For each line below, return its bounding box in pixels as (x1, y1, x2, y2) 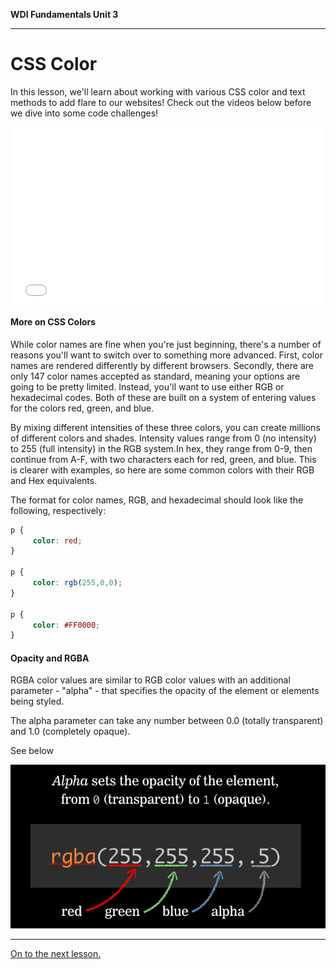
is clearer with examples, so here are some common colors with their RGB (10, 464, 315, 476)
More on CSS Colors (10, 316, 97, 328)
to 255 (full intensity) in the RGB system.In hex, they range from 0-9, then (10, 442, 313, 454)
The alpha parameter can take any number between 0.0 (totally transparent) (10, 715, 324, 727)
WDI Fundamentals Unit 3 (10, 9, 119, 20)
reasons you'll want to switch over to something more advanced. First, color (10, 349, 323, 361)
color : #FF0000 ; (32, 620, 101, 630)
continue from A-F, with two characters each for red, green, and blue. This (10, 453, 317, 465)
